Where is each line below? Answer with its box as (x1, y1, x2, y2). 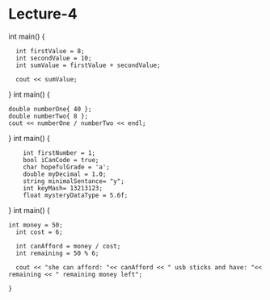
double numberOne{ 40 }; (8, 105, 92, 113)
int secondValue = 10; (15, 54, 92, 62)
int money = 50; (8, 221, 63, 229)
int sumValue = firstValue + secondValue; (15, 61, 161, 69)
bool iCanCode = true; (23, 156, 99, 164)
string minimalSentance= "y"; (23, 177, 125, 185)
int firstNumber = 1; (23, 148, 95, 157)
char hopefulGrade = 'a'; (23, 163, 111, 171)
